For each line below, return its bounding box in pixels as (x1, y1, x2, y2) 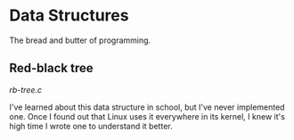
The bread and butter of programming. (9, 35, 151, 45)
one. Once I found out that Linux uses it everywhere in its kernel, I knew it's (9, 111, 285, 121)
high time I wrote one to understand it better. (9, 120, 173, 131)
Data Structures (9, 5, 129, 26)
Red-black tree (9, 61, 94, 76)
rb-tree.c (9, 84, 43, 95)
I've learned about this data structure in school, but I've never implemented (9, 102, 285, 112)
